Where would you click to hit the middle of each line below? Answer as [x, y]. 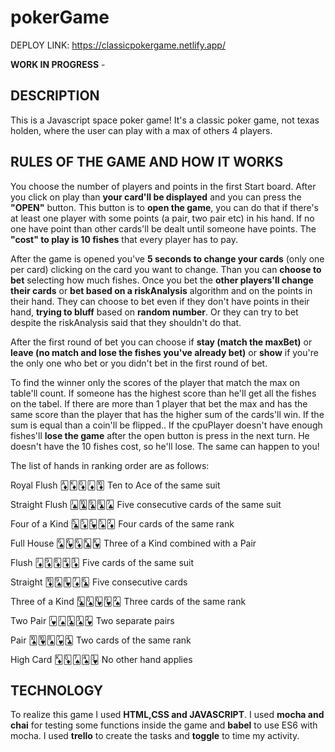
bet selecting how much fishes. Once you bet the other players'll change [162, 280]
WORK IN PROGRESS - [58, 64]
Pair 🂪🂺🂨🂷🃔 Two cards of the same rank [101, 640]
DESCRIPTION [55, 96]
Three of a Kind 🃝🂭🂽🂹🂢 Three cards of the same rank [128, 601]
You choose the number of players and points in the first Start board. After [163, 186]
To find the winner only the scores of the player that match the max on [155, 382]
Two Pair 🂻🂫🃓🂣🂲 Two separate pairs [92, 620]
